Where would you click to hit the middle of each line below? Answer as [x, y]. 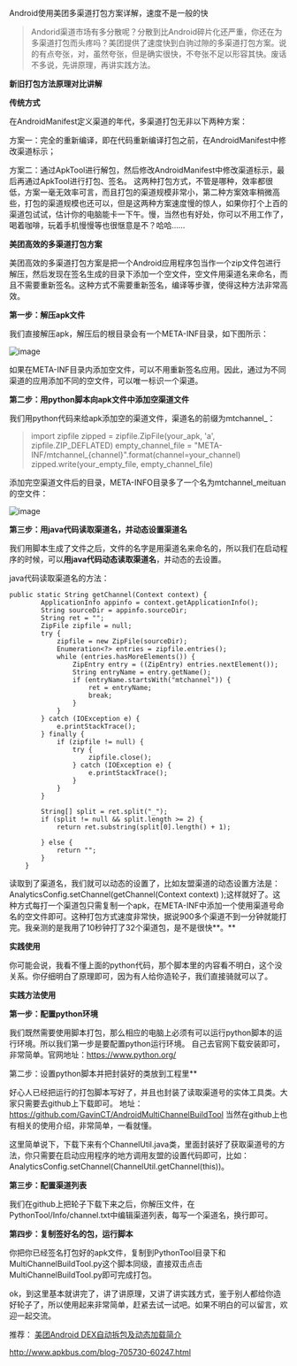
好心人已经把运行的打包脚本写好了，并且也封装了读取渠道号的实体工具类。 [145, 1092]
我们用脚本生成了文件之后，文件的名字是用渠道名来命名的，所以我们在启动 [145, 548]
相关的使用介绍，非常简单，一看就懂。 [86, 1125]
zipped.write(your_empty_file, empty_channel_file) [122, 464]
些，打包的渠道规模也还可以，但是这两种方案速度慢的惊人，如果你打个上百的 [148, 203]
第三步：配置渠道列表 [48, 1185]
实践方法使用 [32, 995]
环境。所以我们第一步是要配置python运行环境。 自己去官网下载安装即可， [150, 1044]
